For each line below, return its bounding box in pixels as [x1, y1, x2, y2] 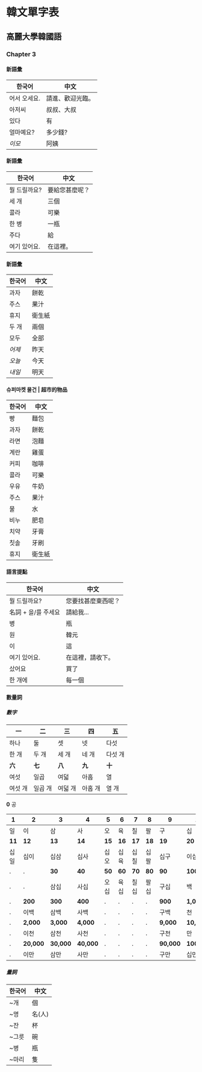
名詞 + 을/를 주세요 [9, 607, 60, 616]
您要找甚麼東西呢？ [66, 597, 120, 605]
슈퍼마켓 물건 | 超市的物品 [6, 385, 68, 393]
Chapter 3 [6, 49, 36, 58]
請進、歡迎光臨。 [46, 94, 95, 103]
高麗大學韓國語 [6, 31, 62, 42]
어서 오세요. [9, 94, 41, 103]
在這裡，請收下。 [66, 653, 114, 661]
